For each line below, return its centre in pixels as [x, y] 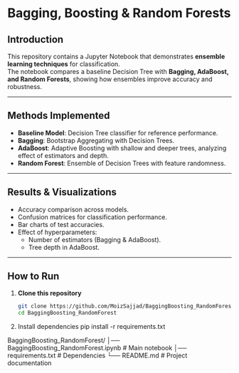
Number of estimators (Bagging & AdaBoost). [95, 239]
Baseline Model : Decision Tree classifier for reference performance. [118, 132]
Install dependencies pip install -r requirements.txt [91, 327]
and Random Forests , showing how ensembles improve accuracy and [110, 79]
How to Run [33, 277]
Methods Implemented [59, 116]
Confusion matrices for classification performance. [92, 217]
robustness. [25, 86]
